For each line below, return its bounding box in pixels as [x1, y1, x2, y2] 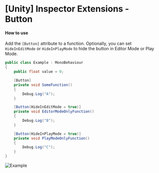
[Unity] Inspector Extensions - [5, 3, 129, 14]
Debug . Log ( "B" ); [22, 118, 55, 123]
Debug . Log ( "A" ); [22, 91, 55, 96]
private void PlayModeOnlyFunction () [14, 136, 90, 141]
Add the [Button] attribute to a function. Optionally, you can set [5, 41, 132, 46]
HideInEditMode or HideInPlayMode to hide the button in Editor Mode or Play [5, 46, 154, 52]
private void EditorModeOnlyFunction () [14, 109, 95, 114]
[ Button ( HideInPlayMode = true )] [14, 131, 81, 136]
